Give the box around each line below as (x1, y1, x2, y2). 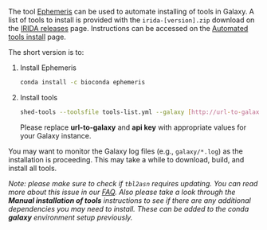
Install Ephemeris (19, 63, 77, 72)
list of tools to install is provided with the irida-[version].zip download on (8, 15, 255, 25)
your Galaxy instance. (19, 131, 92, 140)
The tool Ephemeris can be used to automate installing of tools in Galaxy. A (8, 7, 255, 16)
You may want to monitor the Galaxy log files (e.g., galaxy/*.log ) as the (8, 146, 243, 156)
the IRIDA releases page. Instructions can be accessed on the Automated (8, 24, 249, 33)
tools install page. (8, 32, 66, 41)
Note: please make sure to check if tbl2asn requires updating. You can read (8, 178, 258, 188)
